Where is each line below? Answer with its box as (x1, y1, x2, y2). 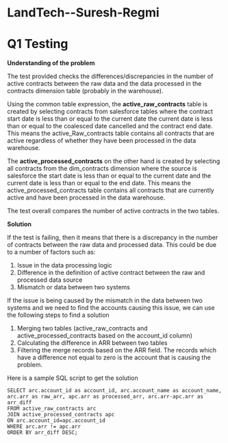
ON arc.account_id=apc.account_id (7, 417, 106, 424)
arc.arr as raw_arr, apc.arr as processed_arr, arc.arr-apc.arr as (7, 393, 204, 400)
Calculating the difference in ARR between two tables (16, 339, 168, 347)
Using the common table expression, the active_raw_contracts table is (7, 100, 207, 108)
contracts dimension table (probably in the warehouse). (7, 87, 164, 95)
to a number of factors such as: (7, 248, 96, 256)
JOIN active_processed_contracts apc (7, 411, 115, 418)
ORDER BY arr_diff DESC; (7, 429, 78, 436)
